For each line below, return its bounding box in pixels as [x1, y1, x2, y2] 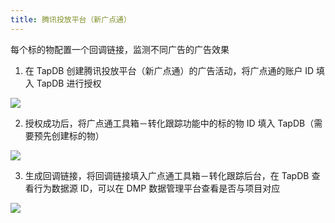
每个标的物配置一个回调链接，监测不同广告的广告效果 [10, 43, 230, 55]
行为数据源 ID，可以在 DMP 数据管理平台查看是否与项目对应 [33, 182, 281, 194]
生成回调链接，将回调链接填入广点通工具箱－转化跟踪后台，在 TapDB [24, 169, 310, 181]
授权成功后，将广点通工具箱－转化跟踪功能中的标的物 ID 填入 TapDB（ [24, 117, 315, 129]
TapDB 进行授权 [36, 77, 102, 89]
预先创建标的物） [33, 129, 105, 141]
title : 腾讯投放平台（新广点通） [10, 14, 132, 25]
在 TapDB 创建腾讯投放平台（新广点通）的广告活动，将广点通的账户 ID [24, 64, 315, 76]
